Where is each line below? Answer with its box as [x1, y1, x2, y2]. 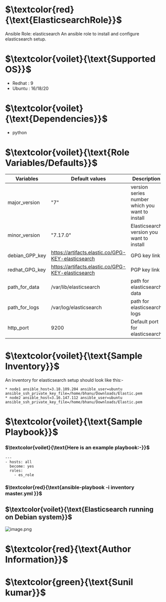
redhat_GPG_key [7, 266, 46, 273]
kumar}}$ [5, 587, 46, 599]
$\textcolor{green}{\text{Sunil [5, 577, 133, 588]
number [130, 196, 149, 202]
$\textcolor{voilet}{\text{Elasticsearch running [5, 505, 154, 514]
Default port [130, 318, 159, 325]
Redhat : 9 [12, 80, 34, 86]
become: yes [9, 464, 35, 469]
